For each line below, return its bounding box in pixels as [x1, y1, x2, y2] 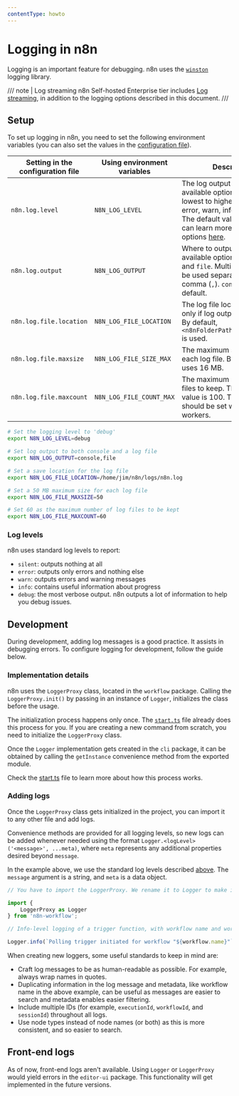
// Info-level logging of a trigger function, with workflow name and [7, 926, 221, 933]
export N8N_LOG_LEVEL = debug [7, 435, 91, 443]
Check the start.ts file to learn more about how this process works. [7, 773, 203, 782]
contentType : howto [7, 10, 65, 18]
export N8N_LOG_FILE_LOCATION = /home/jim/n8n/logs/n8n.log [7, 474, 183, 481]
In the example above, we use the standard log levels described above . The [7, 865, 229, 874]
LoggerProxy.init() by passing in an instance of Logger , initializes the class [7, 694, 229, 703]
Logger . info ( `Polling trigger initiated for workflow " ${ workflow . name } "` [7, 939, 234, 946]
